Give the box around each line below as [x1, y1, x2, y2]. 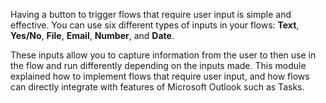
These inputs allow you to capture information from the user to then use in [10, 49, 317, 61]
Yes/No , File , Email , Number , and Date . [10, 30, 175, 41]
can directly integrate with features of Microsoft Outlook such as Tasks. [10, 81, 305, 93]
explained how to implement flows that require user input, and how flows [10, 70, 310, 82]
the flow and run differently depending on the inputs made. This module [10, 60, 307, 71]
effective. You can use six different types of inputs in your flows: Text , [10, 19, 300, 31]
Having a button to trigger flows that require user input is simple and [10, 9, 292, 20]
